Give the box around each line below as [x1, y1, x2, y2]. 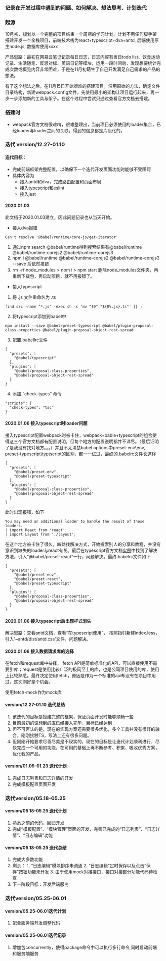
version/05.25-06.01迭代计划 [5, 908, 66, 914]
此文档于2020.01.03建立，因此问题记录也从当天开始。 [5, 214, 115, 220]
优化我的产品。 [12, 750, 43, 756]
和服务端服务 [12, 950, 39, 957]
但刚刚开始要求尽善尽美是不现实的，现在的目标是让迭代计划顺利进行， [12, 738, 156, 744]
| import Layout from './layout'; [5, 532, 77, 537]
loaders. [5, 524, 23, 529]
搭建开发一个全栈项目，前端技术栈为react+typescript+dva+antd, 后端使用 [5, 37, 155, 43]
